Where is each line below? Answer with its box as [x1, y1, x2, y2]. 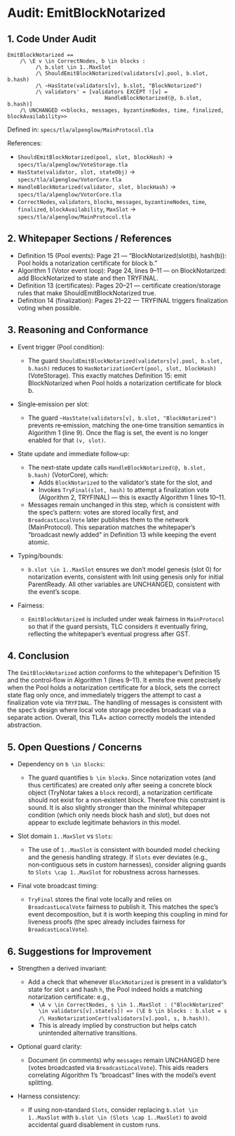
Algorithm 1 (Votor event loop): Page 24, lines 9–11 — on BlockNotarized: [17, 266, 227, 275]
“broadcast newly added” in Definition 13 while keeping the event [27, 530, 217, 538]
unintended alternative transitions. [38, 1028, 137, 1038]
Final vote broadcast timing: [17, 882, 98, 890]
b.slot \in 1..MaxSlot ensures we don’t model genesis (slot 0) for [27, 564, 222, 574]
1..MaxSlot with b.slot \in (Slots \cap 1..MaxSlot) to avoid [27, 1113, 207, 1122]
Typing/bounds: [17, 551, 64, 560]
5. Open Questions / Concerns [7, 741, 142, 753]
